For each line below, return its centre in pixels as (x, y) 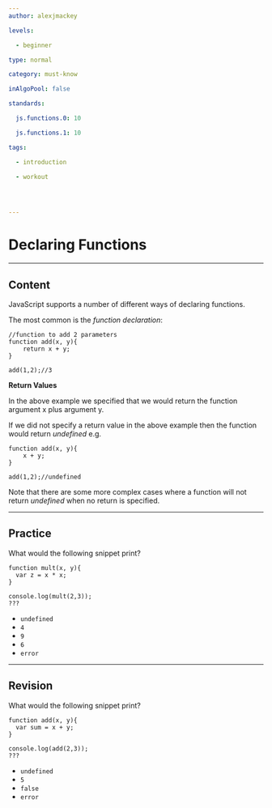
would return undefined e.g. (55, 434)
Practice (30, 534)
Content (30, 285)
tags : (17, 147)
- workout (32, 176)
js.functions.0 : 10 (49, 118)
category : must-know (43, 74)
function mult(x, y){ (45, 568)
